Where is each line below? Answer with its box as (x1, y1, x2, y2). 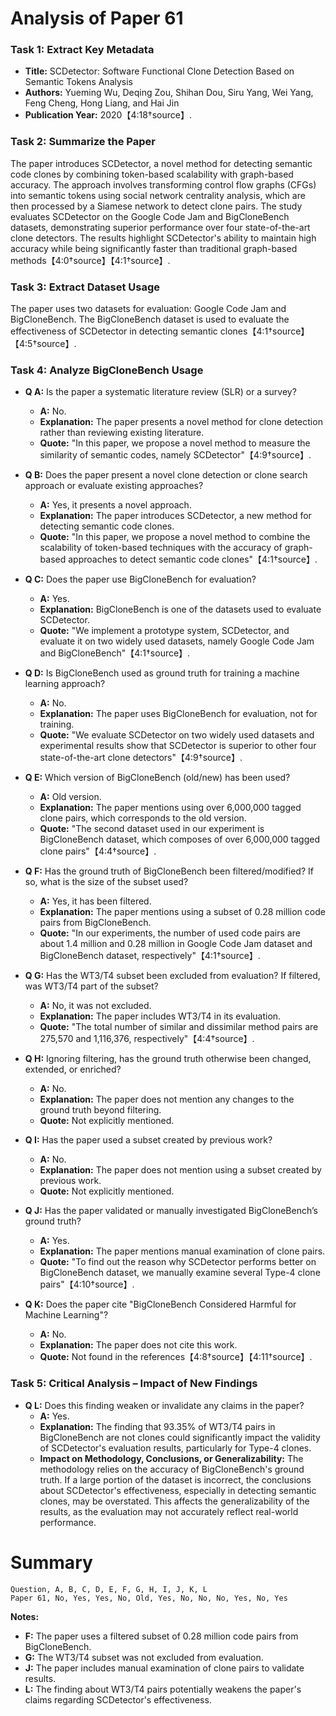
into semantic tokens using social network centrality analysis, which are (10, 189, 306, 201)
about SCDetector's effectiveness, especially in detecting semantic (39, 1484, 317, 1496)
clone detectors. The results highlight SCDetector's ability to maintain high (10, 232, 317, 244)
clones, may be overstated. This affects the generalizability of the (39, 1495, 310, 1507)
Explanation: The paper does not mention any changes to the (39, 1093, 295, 1106)
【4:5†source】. (10, 338, 77, 350)
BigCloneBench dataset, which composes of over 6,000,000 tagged (39, 833, 321, 846)
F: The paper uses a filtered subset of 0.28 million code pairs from (24, 1630, 299, 1642)
